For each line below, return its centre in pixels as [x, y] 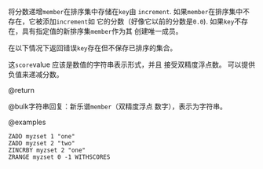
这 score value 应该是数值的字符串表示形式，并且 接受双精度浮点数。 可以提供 [132, 64]
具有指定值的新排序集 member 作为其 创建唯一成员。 [102, 31]
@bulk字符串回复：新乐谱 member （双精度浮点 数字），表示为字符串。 [118, 106]
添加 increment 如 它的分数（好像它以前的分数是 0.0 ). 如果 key [138, 21]
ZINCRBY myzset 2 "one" [47, 150]
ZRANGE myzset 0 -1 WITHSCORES [59, 157]
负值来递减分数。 [36, 74]
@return [22, 90]
